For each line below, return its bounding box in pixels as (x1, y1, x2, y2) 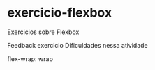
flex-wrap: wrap (7, 54, 54, 63)
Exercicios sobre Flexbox (7, 28, 80, 36)
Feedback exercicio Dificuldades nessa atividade (7, 41, 148, 49)
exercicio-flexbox (7, 5, 112, 21)
